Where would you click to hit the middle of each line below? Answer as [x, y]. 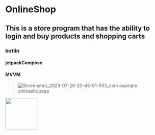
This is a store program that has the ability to [78, 28]
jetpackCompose [24, 63]
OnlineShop [31, 9]
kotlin [12, 50]
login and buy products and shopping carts [75, 36]
